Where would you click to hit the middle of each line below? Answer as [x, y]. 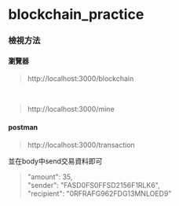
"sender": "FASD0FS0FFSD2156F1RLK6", [94, 185]
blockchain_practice [76, 15]
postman [23, 127]
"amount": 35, [50, 177]
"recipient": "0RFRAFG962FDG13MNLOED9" [99, 193]
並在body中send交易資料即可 [55, 161]
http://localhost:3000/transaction [81, 145]
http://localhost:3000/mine [71, 109]
